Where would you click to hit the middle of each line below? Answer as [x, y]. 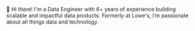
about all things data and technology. [52, 22]
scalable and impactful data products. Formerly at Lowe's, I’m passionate [97, 15]
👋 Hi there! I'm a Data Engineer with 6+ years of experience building [91, 9]
